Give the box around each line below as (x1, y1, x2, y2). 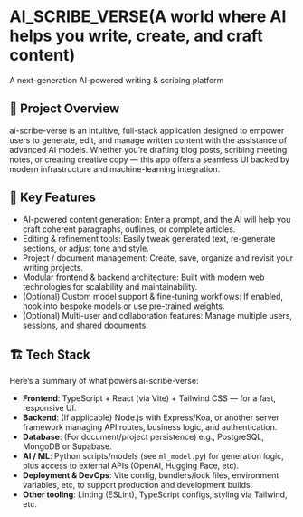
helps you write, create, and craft (9, 25, 264, 46)
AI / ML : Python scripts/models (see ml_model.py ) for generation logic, (22, 451, 285, 462)
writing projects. (22, 262, 84, 273)
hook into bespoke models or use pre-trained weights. (22, 301, 225, 311)
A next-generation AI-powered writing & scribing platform (9, 74, 224, 85)
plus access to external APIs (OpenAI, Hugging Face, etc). (22, 460, 240, 472)
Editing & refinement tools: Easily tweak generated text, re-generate (22, 233, 276, 244)
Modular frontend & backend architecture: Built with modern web (22, 272, 265, 282)
